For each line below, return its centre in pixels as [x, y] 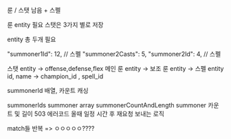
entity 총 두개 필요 [32, 39]
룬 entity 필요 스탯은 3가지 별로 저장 [55, 25]
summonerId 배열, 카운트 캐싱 [48, 90]
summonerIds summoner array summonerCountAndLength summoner [107, 105]
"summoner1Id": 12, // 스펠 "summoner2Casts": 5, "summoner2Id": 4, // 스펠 [114, 54]
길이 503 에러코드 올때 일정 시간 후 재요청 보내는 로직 [93, 114]
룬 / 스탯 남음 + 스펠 [34, 10]
